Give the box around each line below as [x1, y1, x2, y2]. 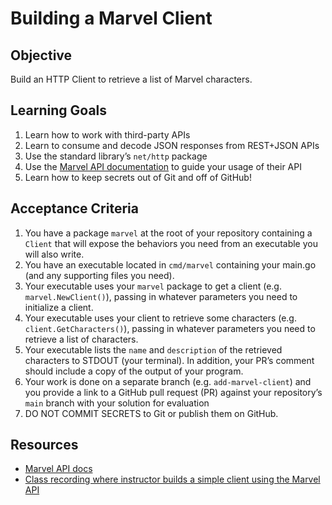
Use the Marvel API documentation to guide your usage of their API [24, 160, 302, 172]
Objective [10, 47, 73, 64]
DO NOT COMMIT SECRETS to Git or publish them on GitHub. [24, 407, 279, 419]
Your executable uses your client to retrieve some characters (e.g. [24, 312, 297, 324]
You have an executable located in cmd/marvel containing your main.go [24, 258, 317, 271]
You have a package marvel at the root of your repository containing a [24, 227, 313, 239]
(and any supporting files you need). [24, 269, 175, 281]
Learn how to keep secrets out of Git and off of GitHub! [24, 171, 252, 183]
